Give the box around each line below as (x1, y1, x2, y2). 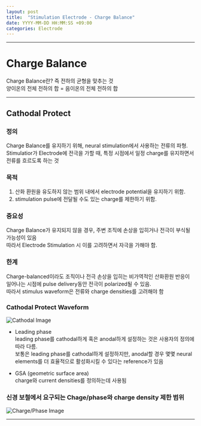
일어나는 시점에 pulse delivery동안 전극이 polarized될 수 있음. (6, 280, 151, 287)
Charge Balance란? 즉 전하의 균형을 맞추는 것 (6, 77, 114, 84)
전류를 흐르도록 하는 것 (6, 157, 59, 164)
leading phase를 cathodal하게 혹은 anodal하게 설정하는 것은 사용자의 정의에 (14, 336, 194, 343)
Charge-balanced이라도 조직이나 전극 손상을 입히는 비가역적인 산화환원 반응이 (6, 273, 190, 280)
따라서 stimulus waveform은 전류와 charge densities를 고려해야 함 (6, 288, 164, 295)
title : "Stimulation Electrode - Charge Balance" (6, 14, 135, 20)
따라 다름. (14, 343, 38, 350)
